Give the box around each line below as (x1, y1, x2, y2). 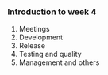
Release (18, 41, 45, 51)
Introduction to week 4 (7, 6, 97, 17)
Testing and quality (18, 50, 82, 59)
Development (18, 32, 64, 42)
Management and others (18, 58, 100, 67)
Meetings (18, 24, 50, 34)
